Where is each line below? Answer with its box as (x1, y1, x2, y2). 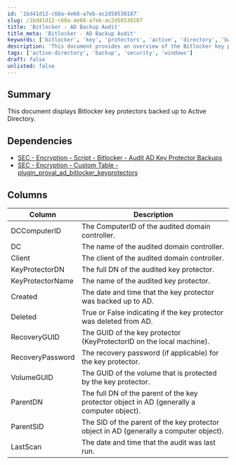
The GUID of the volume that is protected (81, 368, 217, 378)
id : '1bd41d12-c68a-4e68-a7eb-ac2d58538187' (7, 10, 140, 18)
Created (11, 292, 38, 302)
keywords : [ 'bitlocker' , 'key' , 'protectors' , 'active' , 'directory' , (7, 37, 218, 44)
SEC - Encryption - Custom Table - (17, 161, 119, 169)
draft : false (7, 56, 46, 63)
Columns (7, 189, 48, 201)
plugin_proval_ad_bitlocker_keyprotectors (17, 169, 138, 177)
